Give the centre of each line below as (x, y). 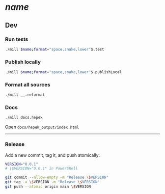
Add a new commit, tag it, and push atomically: (53, 155)
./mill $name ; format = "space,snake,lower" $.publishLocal (63, 72)
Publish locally (23, 62)
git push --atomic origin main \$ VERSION (48, 187)
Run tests (17, 39)
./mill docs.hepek (24, 118)
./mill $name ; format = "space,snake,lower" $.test (55, 49)
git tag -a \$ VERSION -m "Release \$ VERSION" (52, 182)
